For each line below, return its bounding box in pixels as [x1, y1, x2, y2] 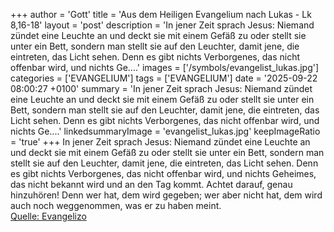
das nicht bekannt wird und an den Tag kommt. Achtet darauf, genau [10, 179, 293, 190]
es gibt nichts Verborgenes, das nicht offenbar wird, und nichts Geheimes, [10, 168, 317, 179]
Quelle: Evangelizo [10, 210, 87, 222]
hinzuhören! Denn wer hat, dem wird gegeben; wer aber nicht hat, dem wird [10, 189, 323, 201]
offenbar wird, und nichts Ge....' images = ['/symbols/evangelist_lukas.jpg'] [10, 62, 320, 73]
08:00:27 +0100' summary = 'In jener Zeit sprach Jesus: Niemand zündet [10, 83, 313, 94]
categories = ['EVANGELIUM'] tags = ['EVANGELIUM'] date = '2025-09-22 [10, 72, 318, 84]
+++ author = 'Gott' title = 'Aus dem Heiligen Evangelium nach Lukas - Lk [10, 9, 312, 20]
